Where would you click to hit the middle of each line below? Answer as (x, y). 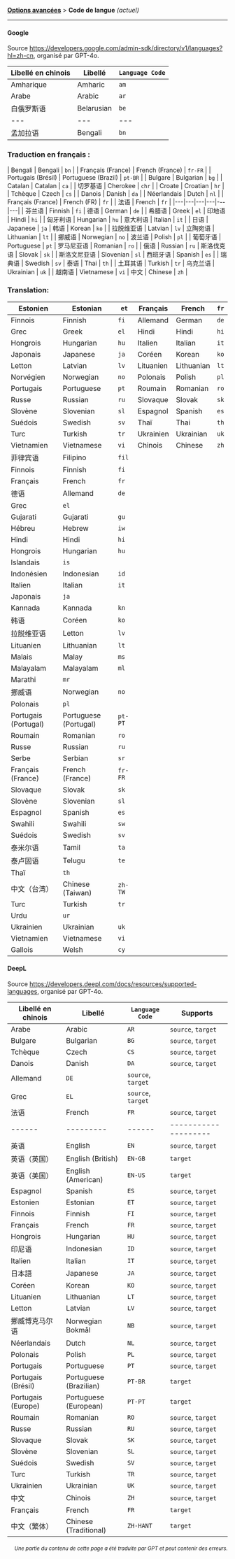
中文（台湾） (32, 889)
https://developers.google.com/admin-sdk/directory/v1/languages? (126, 48)
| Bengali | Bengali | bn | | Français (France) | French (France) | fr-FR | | (109, 170)
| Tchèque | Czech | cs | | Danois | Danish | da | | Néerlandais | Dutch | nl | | (115, 193)
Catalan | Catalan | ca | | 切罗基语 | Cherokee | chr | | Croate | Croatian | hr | (116, 185)
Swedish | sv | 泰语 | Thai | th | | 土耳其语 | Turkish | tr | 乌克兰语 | (120, 263)
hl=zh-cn (20, 56)
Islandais (26, 562)
